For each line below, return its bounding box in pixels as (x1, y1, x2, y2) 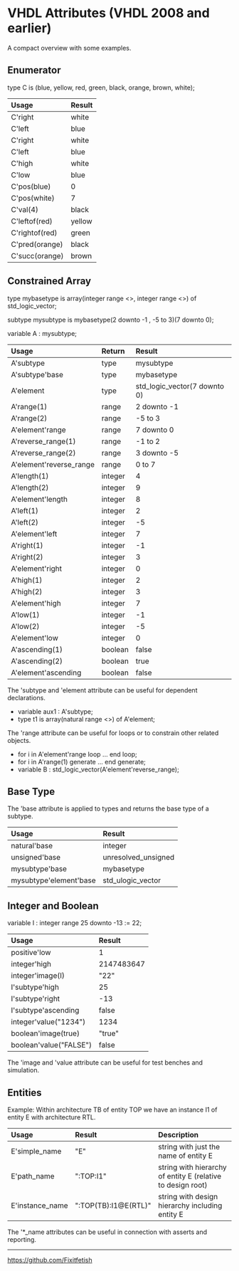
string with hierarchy (158, 1162, 228, 1172)
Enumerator (7, 64, 61, 76)
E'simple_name (11, 1146, 62, 1156)
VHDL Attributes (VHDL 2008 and (7, 5, 210, 21)
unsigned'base (11, 853, 61, 863)
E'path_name (11, 1171, 55, 1181)
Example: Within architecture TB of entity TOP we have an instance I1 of (7, 1105, 218, 1114)
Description (158, 1130, 199, 1139)
